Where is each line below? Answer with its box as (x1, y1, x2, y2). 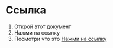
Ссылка (5, 4, 47, 17)
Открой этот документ (14, 23, 72, 30)
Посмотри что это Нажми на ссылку (14, 35, 107, 42)
